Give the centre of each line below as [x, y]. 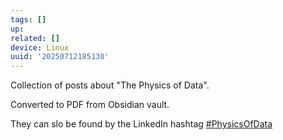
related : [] [35, 38]
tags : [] [28, 19]
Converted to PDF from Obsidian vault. [90, 105]
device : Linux [40, 47]
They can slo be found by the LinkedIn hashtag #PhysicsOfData [141, 124]
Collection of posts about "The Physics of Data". [110, 85]
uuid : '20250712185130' [60, 57]
